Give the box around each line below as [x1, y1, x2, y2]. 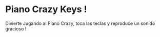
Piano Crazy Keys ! [5, 4, 87, 15]
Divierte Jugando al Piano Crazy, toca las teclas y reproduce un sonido [5, 20, 155, 26]
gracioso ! [5, 25, 27, 31]
